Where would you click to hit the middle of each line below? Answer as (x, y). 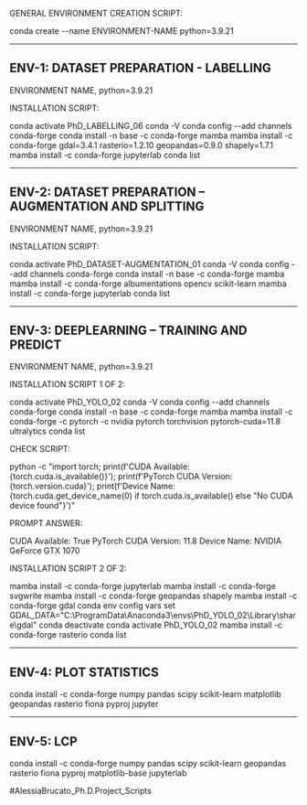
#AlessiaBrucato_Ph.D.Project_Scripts (81, 791)
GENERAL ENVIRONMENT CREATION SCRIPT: (96, 13)
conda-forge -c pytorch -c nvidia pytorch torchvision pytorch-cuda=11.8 (145, 422)
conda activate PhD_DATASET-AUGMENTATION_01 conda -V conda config (149, 263)
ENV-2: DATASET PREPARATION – (107, 193)
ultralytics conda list (48, 431)
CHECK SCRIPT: (40, 449)
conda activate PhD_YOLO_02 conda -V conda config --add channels (140, 402)
